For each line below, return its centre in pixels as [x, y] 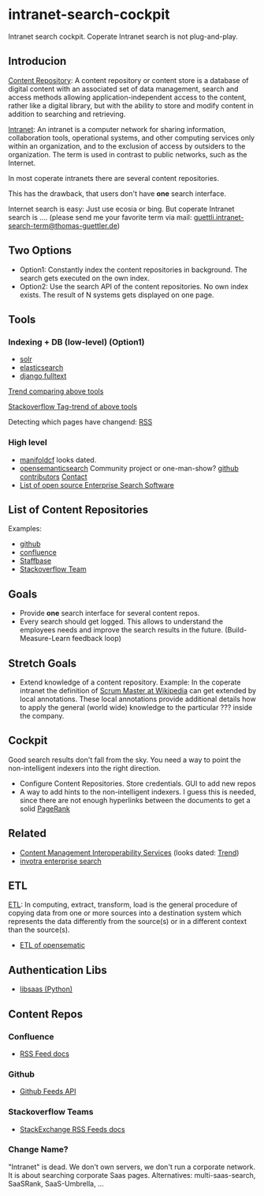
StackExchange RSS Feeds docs [73, 1129]
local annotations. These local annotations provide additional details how [138, 699]
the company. [42, 715]
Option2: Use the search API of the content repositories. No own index [134, 286]
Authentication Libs [58, 970]
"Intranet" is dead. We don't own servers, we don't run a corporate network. [132, 1167]
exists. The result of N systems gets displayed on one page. [117, 295]
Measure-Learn [45, 639]
